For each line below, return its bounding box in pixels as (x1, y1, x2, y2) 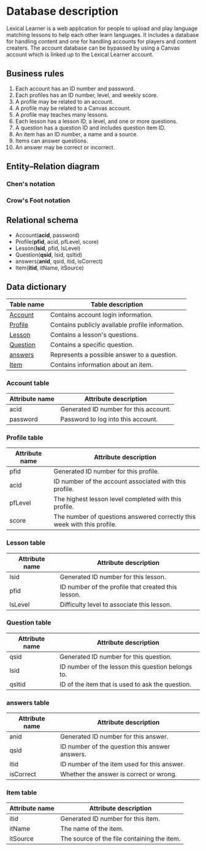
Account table (6, 379, 50, 387)
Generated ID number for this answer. (60, 732, 169, 741)
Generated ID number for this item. (60, 815, 161, 823)
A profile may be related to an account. (15, 98, 114, 105)
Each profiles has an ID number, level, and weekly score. (15, 91, 158, 99)
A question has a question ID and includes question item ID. (15, 124, 166, 131)
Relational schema (6, 215, 78, 225)
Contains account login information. (50, 310, 153, 319)
